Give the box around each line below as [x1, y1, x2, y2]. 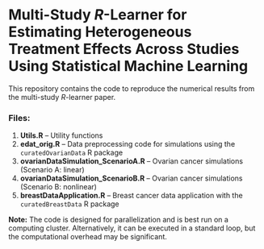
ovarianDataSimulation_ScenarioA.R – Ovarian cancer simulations [19, 156, 244, 166]
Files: [8, 112, 31, 123]
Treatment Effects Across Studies [8, 40, 240, 58]
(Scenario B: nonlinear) [19, 182, 97, 192]
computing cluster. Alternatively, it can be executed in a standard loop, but [8, 223, 256, 233]
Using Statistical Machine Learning [8, 57, 249, 76]
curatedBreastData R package [19, 199, 119, 209]
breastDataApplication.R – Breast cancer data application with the [19, 191, 244, 201]
